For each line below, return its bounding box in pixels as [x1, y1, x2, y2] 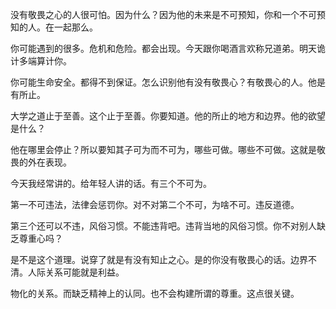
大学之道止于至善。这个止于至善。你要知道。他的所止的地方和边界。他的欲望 [10, 110, 326, 122]
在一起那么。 [44, 21, 98, 33]
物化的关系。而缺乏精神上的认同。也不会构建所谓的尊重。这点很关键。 [10, 288, 300, 299]
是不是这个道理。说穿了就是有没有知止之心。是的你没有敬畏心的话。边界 [10, 254, 308, 265]
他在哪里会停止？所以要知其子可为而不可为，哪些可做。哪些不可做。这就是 [10, 144, 317, 155]
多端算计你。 [18, 55, 72, 67]
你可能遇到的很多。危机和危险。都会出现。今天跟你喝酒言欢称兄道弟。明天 [10, 43, 317, 54]
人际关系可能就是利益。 [27, 266, 125, 278]
